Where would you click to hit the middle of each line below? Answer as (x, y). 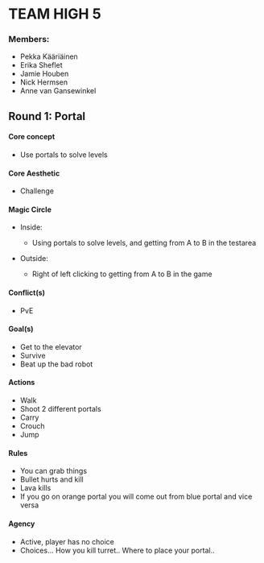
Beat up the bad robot (56, 364)
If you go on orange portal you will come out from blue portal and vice (136, 497)
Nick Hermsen (44, 82)
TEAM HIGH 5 (55, 14)
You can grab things (53, 471)
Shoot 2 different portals (61, 409)
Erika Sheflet (41, 65)
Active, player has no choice (67, 541)
